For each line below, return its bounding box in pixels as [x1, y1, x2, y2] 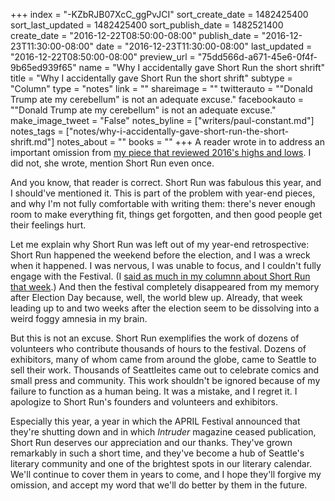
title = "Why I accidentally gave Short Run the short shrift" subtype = [10, 72, 293, 84]
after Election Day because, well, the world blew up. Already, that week [10, 292, 303, 303]
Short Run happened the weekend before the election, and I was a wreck [10, 249, 311, 261]
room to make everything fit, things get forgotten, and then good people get [10, 209, 323, 220]
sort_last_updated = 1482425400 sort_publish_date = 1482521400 [10, 19, 284, 31]
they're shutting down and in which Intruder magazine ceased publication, [10, 426, 317, 438]
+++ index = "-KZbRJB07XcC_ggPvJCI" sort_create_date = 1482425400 [10, 9, 309, 20]
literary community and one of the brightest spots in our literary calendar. [10, 458, 313, 469]
